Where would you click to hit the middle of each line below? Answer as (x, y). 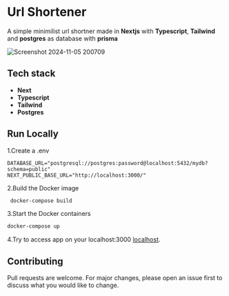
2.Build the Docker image (43, 188)
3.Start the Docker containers (49, 214)
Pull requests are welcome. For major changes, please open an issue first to (115, 278)
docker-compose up (33, 226)
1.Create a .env (28, 150)
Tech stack (31, 73)
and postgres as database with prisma (63, 38)
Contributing (35, 261)
